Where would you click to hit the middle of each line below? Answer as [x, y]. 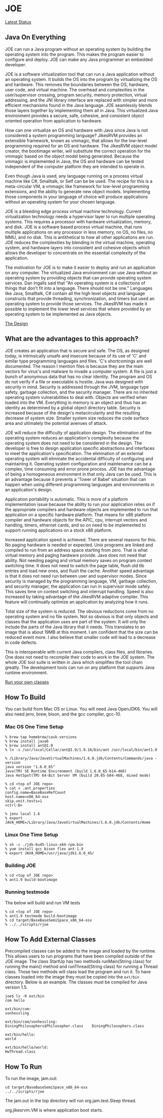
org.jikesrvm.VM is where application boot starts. [54, 1110]
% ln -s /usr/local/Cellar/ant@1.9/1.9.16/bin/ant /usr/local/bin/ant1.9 [81, 750]
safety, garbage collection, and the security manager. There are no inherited [81, 392]
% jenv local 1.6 [23, 814]
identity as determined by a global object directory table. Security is [73, 407]
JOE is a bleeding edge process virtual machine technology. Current [73, 211]
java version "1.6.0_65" [30, 767]
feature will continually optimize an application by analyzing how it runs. [77, 602]
